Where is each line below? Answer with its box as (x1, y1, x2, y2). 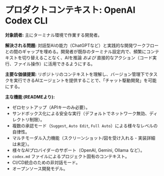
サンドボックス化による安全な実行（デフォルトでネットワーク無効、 (12, 110, 149, 116)
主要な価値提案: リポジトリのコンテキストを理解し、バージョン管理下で (5, 71, 149, 77)
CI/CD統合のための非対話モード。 (12, 159, 80, 165)
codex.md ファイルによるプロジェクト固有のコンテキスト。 (12, 153, 130, 159)
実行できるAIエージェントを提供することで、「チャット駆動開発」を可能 (13, 77, 157, 83)
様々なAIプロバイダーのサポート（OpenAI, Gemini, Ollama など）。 (12, 147, 145, 153)
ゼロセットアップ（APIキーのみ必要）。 (12, 104, 91, 110)
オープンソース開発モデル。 (12, 165, 68, 172)
